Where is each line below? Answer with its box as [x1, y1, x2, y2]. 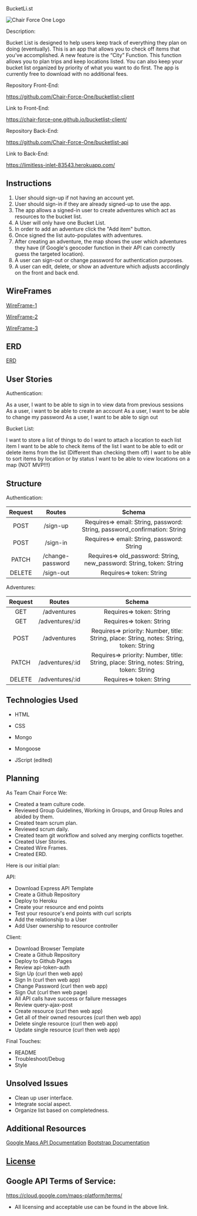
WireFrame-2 [6, 313, 38, 320]
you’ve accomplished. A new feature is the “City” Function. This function [6, 52, 182, 58]
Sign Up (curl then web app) [14, 970, 83, 977]
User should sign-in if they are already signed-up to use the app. [14, 200, 171, 208]
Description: [6, 28, 36, 35]
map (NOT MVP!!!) [6, 462, 50, 469]
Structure [6, 479, 42, 489]
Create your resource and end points [14, 903, 104, 910]
